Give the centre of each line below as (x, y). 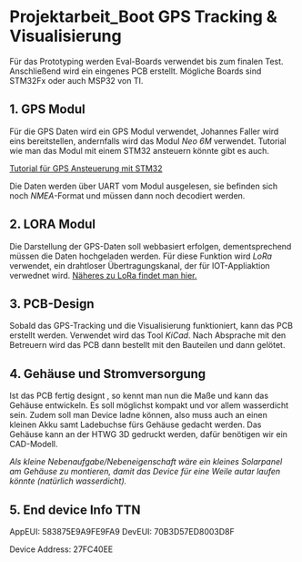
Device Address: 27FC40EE (61, 549)
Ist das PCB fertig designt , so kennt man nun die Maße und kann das (139, 396)
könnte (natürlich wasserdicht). (68, 481)
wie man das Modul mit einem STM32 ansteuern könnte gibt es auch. (140, 150)
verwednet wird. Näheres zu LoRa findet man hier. (103, 275)
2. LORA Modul (52, 225)
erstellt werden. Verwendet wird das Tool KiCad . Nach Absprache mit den (148, 335)
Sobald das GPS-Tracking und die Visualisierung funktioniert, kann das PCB (151, 326)
